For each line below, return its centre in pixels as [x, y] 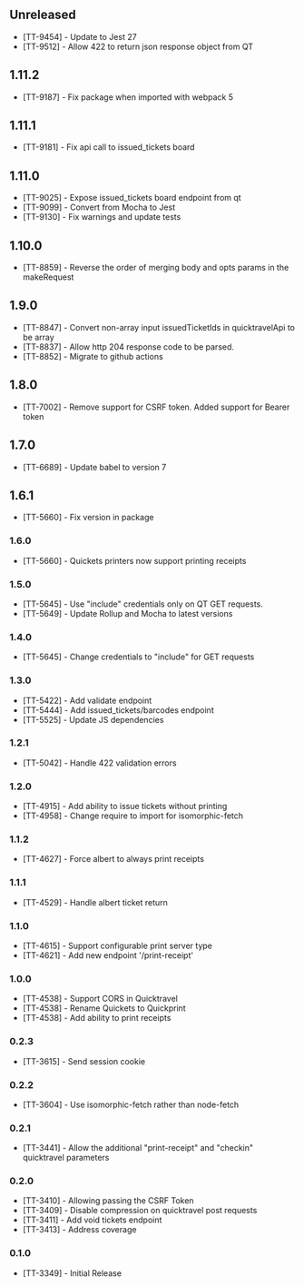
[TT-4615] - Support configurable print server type [118, 945]
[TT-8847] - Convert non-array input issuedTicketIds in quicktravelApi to [158, 327]
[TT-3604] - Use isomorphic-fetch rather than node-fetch [131, 1104]
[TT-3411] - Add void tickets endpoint [92, 1220]
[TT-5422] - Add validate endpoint [87, 700]
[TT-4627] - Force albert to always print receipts [113, 859]
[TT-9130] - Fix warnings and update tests [102, 217]
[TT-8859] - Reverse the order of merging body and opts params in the [156, 268]
